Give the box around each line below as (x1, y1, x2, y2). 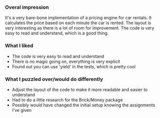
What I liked (5, 43, 34, 49)
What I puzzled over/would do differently (5, 75, 103, 82)
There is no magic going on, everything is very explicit (12, 59, 120, 64)
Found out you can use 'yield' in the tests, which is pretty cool (12, 63, 136, 69)
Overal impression (5, 4, 49, 11)
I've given (12, 107, 32, 113)
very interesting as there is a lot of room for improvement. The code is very (5, 25, 155, 31)
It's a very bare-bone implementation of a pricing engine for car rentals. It (5, 15, 152, 21)
